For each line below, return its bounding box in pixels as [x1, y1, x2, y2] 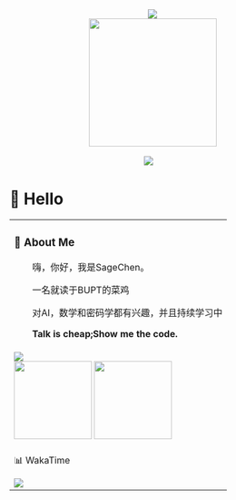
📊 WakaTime [14, 454, 71, 466]
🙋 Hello [9, 189, 64, 209]
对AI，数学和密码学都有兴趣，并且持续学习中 [32, 306, 223, 319]
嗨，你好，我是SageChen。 [32, 260, 150, 273]
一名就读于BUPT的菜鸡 [32, 283, 130, 296]
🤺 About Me [14, 236, 75, 250]
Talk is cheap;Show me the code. [32, 327, 179, 340]
